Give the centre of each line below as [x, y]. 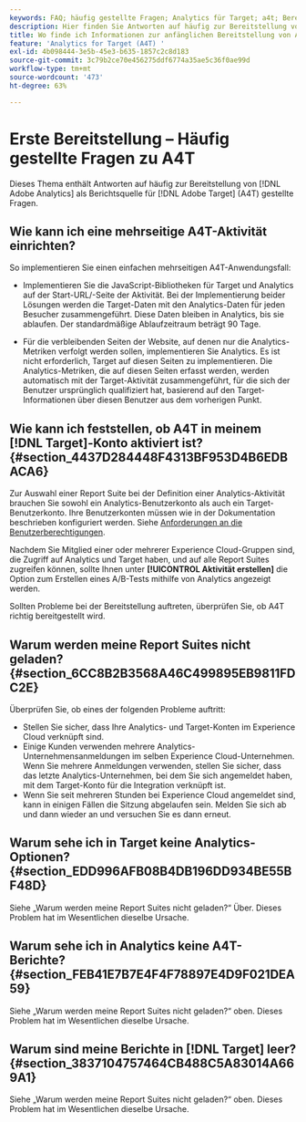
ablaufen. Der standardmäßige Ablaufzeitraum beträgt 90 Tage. [142, 324]
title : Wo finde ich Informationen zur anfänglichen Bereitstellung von [150, 35]
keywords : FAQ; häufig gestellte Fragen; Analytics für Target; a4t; [144, 18]
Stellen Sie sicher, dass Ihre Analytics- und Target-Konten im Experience [159, 727]
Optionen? [40, 857]
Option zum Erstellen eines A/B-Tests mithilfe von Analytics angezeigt [140, 579]
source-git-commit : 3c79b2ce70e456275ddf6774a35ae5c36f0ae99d [130, 60]
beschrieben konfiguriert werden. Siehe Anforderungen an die [126, 523]
